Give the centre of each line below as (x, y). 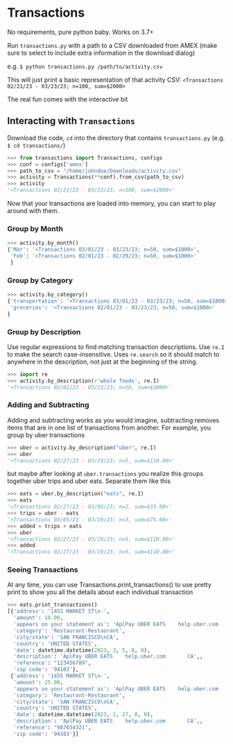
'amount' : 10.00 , (38, 618)
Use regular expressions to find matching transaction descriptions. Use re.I (116, 347)
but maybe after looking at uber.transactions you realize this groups (105, 474)
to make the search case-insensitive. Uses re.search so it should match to (113, 354)
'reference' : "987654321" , (52, 728)
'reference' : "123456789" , (52, 663)
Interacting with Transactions (71, 121)
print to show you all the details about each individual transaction (100, 592)
